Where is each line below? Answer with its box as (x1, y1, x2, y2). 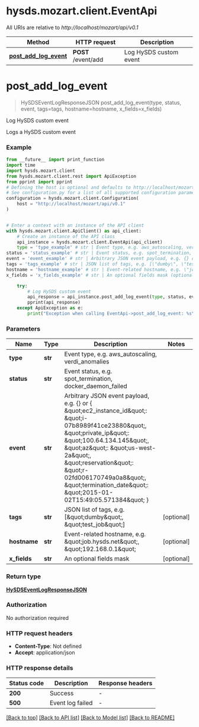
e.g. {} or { (64, 399, 92, 408)
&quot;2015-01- (64, 488, 114, 497)
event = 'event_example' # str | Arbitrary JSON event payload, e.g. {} (6, 256, 190, 262)
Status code (9, 679, 44, 688)
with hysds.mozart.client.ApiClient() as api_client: (6, 228, 142, 234)
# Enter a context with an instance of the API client (6, 222, 145, 228)
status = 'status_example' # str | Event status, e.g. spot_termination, (6, 250, 192, 256)
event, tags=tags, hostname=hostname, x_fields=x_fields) (20, 105, 162, 112)
